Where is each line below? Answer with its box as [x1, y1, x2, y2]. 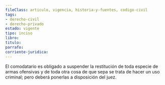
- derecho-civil [5, 17, 39, 22]
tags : [5, 12, 17, 17]
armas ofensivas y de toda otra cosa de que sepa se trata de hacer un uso [5, 68, 160, 74]
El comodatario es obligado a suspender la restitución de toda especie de [5, 63, 158, 69]
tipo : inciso [5, 31, 33, 36]
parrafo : [5, 45, 24, 50]
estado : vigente [5, 26, 39, 31]
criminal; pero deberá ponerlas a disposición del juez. [5, 74, 117, 80]
